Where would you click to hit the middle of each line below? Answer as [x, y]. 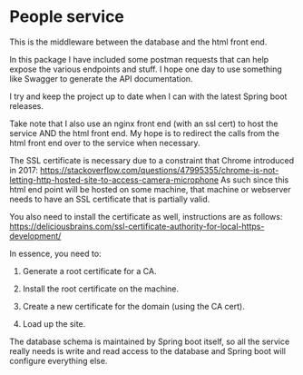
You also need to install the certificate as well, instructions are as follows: [146, 216]
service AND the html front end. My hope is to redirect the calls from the [144, 133]
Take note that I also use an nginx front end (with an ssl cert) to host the [144, 123]
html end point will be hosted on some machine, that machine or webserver [150, 189]
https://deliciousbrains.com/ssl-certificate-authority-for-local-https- [137, 226]
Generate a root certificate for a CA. [89, 271]
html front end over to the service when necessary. [105, 143]
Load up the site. [54, 323]
